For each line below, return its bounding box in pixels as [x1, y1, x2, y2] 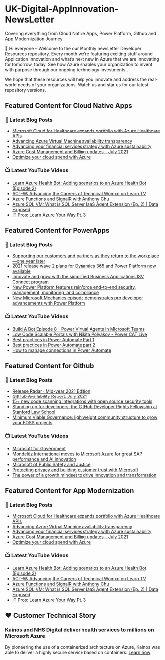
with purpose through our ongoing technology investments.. [5, 66, 128, 73]
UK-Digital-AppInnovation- [5, 3, 119, 15]
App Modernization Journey [5, 36, 63, 42]
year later [25, 258, 46, 264]
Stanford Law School [12, 409, 56, 415]
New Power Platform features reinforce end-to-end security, [12, 284, 136, 290]
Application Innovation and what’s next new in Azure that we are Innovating [5, 56, 159, 62]
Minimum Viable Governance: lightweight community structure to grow [12, 414, 158, 420]
